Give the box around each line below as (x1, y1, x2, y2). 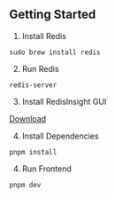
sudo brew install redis (9, 48, 101, 57)
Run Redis (21, 63, 59, 74)
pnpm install (9, 147, 57, 156)
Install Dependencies (21, 131, 99, 141)
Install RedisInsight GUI (21, 96, 107, 107)
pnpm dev (9, 180, 42, 189)
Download (9, 113, 47, 123)
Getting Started (9, 7, 96, 22)
